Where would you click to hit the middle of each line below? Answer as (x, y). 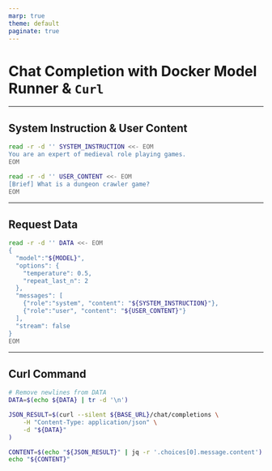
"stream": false (43, 326)
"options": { (38, 265)
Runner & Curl (56, 88)
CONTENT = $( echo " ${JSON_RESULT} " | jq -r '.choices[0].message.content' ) (136, 452)
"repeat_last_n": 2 (56, 280)
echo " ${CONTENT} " (39, 460)
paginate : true (34, 31)
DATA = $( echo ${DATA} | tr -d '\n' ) (68, 400)
